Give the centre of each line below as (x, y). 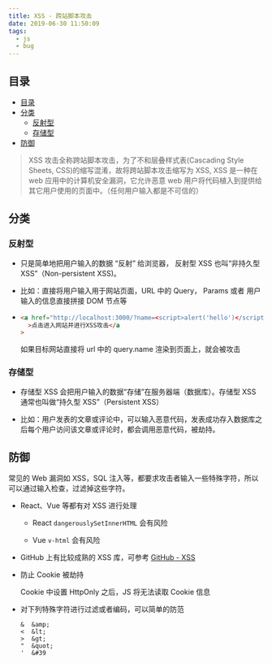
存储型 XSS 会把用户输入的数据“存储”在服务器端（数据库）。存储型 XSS (138, 392)
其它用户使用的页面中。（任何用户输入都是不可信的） (115, 190)
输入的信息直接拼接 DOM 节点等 (73, 301)
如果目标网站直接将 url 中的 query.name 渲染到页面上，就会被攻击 (130, 349)
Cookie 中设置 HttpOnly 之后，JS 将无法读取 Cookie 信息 (115, 592)
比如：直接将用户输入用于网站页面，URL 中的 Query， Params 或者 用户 (140, 290)
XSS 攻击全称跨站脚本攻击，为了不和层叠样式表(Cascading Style (136, 160)
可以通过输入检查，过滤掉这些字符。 (69, 488)
